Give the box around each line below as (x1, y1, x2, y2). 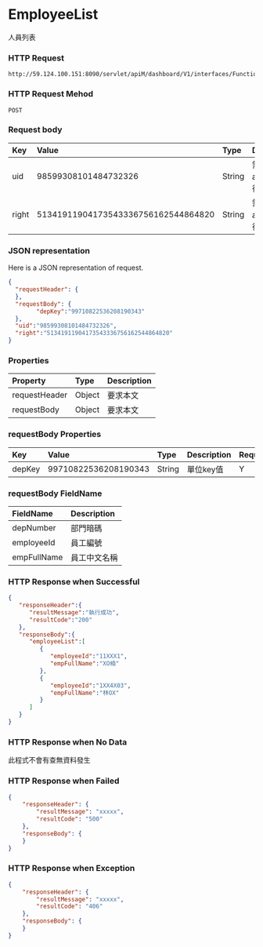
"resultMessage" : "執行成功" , (28, 608, 120, 617)
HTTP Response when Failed (8, 775, 120, 786)
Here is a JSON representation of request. (8, 263, 143, 272)
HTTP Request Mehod (8, 89, 94, 100)
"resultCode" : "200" (28, 616, 92, 624)
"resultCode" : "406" (36, 902, 103, 911)
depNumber (12, 522, 56, 533)
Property (12, 375, 46, 386)
